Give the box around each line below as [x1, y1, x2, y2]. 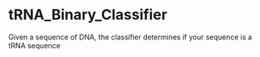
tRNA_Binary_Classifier [8, 6, 168, 24]
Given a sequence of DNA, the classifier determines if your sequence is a [8, 32, 253, 42]
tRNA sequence [8, 40, 61, 50]
